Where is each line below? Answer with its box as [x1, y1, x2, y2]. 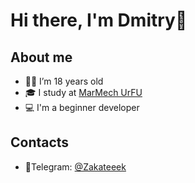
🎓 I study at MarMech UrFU [24, 87, 143, 98]
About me [10, 49, 73, 66]
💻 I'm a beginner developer [24, 102, 140, 113]
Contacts [10, 134, 70, 151]
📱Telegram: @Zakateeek [24, 160, 127, 173]
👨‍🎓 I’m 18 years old [24, 75, 104, 87]
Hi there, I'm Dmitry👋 [10, 9, 188, 32]
